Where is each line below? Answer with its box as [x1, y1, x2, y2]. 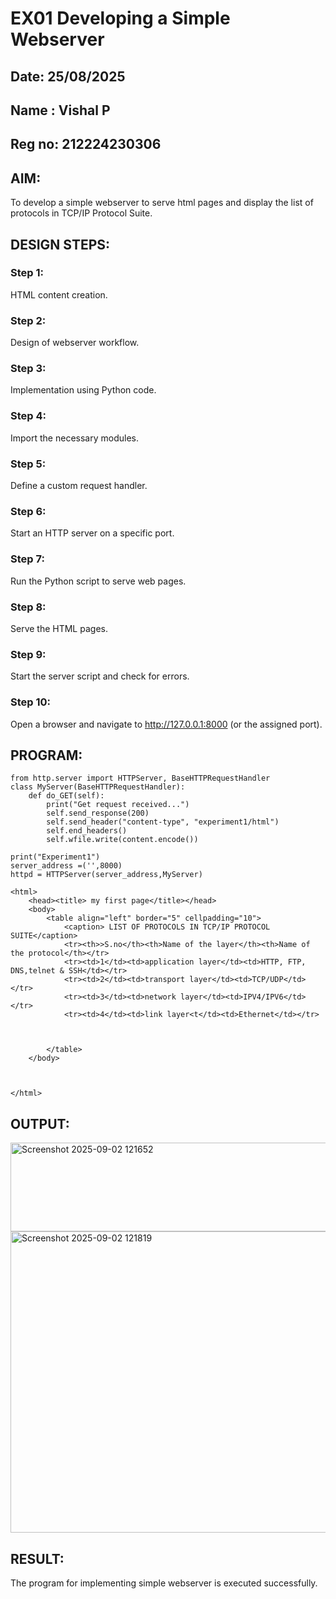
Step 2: [10, 313, 47, 327]
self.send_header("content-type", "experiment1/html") [46, 817, 280, 827]
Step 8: [10, 600, 47, 614]
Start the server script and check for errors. [10, 670, 190, 682]
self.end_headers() [46, 826, 128, 836]
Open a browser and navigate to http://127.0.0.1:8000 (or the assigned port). [10, 718, 323, 730]
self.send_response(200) [46, 808, 150, 819]
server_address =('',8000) [10, 861, 123, 871]
